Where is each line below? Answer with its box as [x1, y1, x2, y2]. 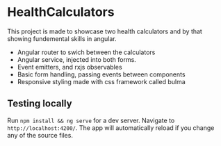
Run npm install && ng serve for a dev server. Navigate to [7, 116, 175, 124]
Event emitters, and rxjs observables [17, 63, 123, 71]
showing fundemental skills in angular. [7, 34, 117, 42]
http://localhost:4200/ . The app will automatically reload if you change [7, 123, 215, 132]
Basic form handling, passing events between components [17, 70, 186, 79]
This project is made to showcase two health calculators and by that [7, 27, 203, 35]
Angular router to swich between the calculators [17, 48, 156, 56]
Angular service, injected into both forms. [17, 55, 137, 63]
